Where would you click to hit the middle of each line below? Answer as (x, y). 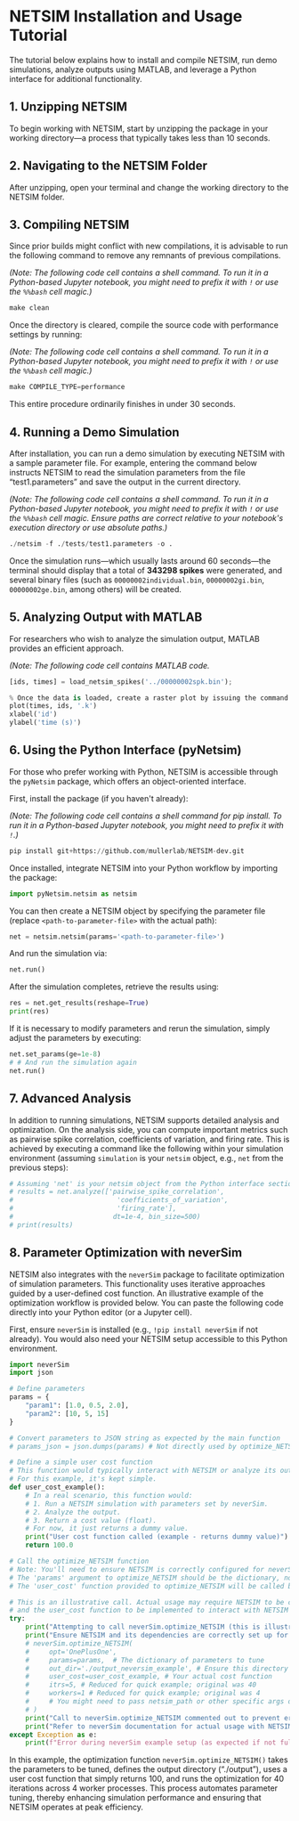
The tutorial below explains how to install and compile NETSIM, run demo (143, 60)
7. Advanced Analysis (70, 1098)
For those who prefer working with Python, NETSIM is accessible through (144, 771)
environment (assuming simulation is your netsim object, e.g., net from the (146, 1158)
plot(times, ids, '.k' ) (53, 706)
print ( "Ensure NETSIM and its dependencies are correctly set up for (157, 1636)
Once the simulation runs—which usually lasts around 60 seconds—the (140, 561)
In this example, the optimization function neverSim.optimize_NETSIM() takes (149, 1760)
